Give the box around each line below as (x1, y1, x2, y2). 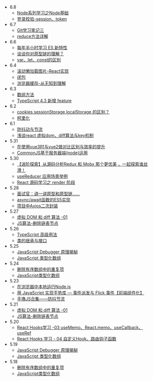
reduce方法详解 (17, 34, 49, 39)
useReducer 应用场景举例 (17, 173, 68, 179)
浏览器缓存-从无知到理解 (17, 80, 67, 86)
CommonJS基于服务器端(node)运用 (17, 150, 88, 156)
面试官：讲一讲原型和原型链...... (17, 191, 80, 197)
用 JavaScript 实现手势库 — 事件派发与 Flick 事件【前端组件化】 (17, 290, 145, 296)
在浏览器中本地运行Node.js (17, 284, 71, 289)
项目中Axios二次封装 (17, 203, 58, 209)
